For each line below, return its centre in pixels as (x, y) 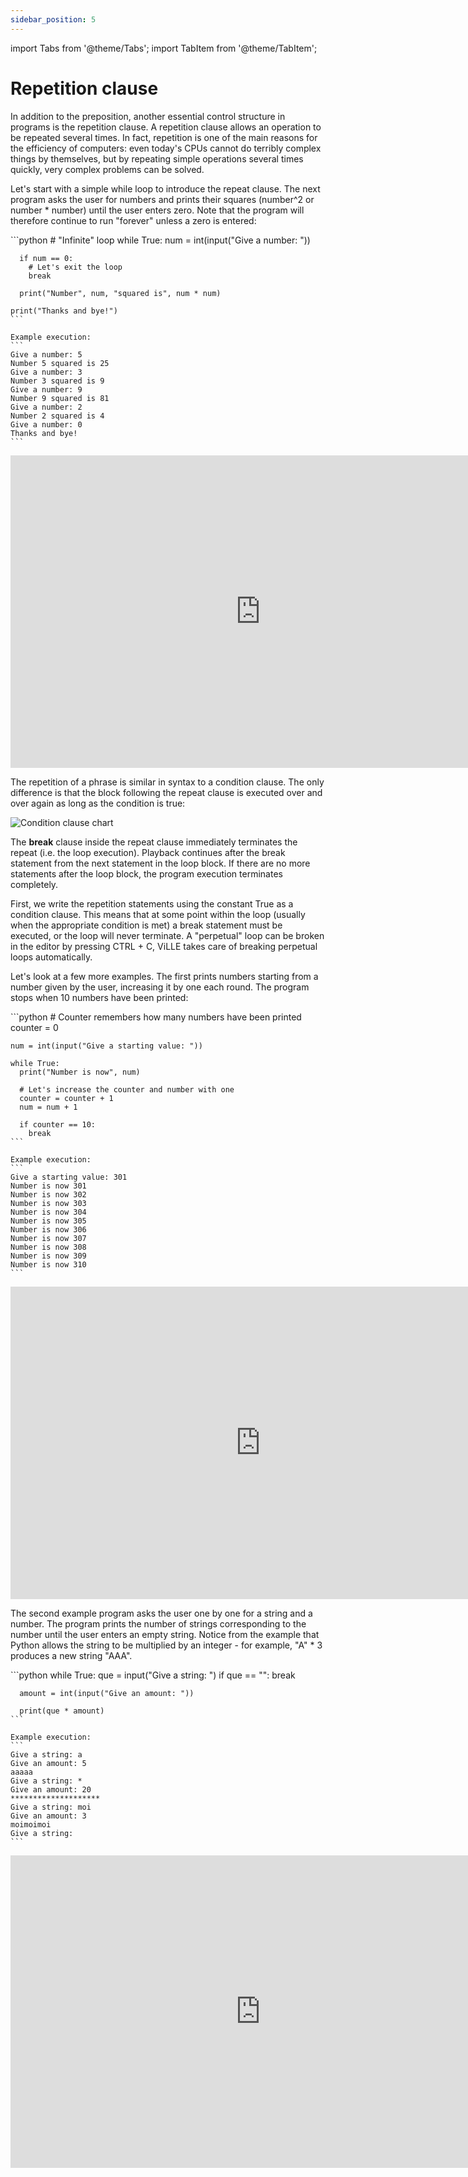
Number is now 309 (48, 1256)
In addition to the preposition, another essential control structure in (148, 116)
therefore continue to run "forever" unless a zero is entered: (133, 220)
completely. (34, 884)
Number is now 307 (48, 1238)
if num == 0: (46, 258)
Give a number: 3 (46, 372)
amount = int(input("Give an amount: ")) (107, 1693)
